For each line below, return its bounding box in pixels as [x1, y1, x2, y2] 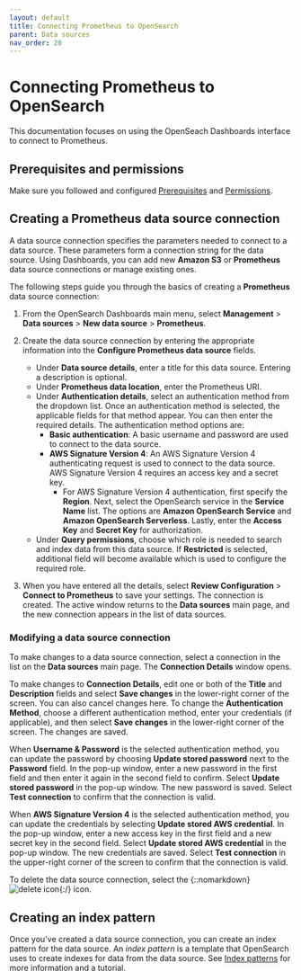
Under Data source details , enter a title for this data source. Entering [35, 361, 291, 373]
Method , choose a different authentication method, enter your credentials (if [9, 708, 292, 718]
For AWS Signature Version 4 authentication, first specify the [62, 486, 288, 497]
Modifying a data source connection [9, 631, 171, 644]
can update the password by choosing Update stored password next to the [9, 753, 289, 764]
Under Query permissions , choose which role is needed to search [35, 534, 282, 545]
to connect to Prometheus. [9, 136, 108, 147]
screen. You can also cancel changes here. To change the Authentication [9, 698, 284, 708]
